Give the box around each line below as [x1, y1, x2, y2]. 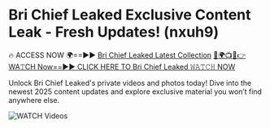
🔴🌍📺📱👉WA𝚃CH [213, 50, 246, 60]
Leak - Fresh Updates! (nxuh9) [8, 23, 220, 41]
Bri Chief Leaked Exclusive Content [8, 6, 251, 24]
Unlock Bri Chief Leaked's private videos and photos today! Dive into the [8, 78, 252, 87]
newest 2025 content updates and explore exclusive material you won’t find [8, 87, 263, 96]
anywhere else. [8, 95, 59, 105]
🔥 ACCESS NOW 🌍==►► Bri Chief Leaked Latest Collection [8, 50, 212, 60]
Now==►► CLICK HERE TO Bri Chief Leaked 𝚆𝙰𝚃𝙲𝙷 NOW [37, 62, 236, 71]
